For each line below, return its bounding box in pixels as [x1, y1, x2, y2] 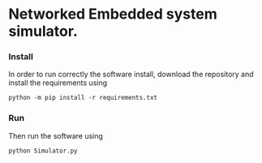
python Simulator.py [8, 147, 79, 155]
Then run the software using [8, 131, 104, 140]
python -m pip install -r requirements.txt [8, 94, 158, 102]
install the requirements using [8, 78, 108, 88]
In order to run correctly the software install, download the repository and [8, 70, 254, 79]
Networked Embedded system [8, 5, 217, 24]
